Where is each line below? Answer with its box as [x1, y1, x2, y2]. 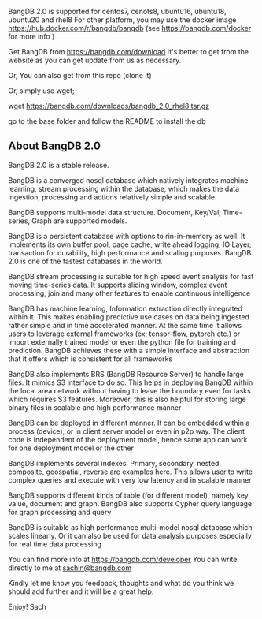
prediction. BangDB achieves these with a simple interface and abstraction [8, 345, 250, 355]
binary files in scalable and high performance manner [8, 402, 182, 412]
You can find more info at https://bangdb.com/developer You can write [8, 554, 238, 564]
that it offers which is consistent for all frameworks [8, 354, 173, 364]
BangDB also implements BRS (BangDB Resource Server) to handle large [8, 369, 244, 378]
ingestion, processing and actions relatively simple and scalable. [8, 192, 217, 202]
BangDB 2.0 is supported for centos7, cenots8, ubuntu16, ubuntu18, [8, 7, 227, 16]
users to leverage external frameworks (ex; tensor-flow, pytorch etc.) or [8, 329, 241, 338]
